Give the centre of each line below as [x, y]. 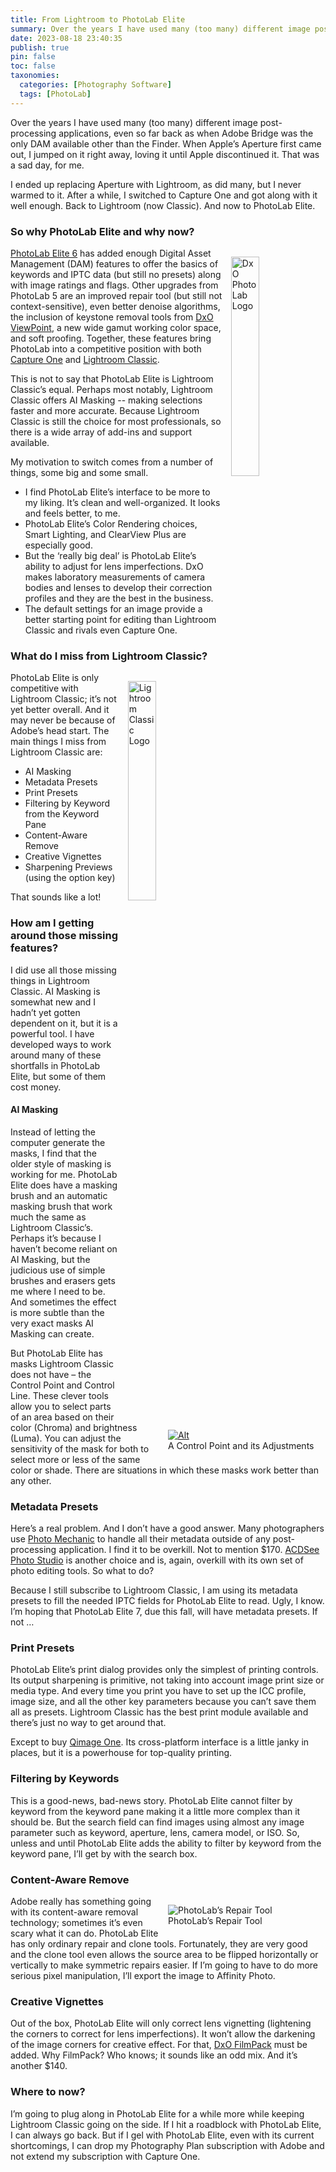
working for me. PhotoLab [64, 1174]
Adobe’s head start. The [60, 731]
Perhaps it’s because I [56, 1238]
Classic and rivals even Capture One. [101, 630]
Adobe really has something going [81, 1901]
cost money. [36, 1087]
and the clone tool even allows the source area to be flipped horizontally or [164, 1954]
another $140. [39, 2066]
